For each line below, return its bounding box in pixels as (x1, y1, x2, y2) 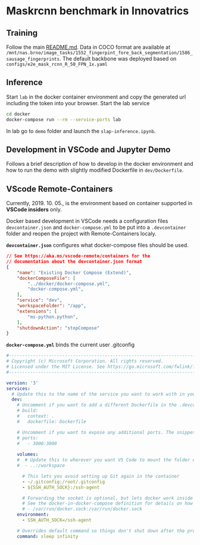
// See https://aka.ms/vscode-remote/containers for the (6, 253, 151, 259)
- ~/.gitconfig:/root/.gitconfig (21, 478, 105, 485)
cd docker (6, 111, 31, 117)
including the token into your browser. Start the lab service (6, 99, 150, 106)
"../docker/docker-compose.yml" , (27, 281, 111, 286)
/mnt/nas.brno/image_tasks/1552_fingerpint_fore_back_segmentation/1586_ (6, 50, 193, 56)
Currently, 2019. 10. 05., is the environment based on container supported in (6, 200, 192, 207)
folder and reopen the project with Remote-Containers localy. (6, 230, 157, 237)
